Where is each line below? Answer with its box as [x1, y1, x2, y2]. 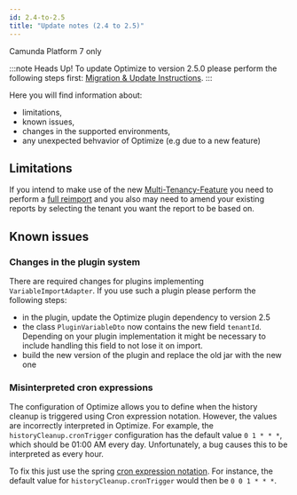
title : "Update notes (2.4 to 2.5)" [9, 21, 145, 30]
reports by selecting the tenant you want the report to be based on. [9, 204, 255, 214]
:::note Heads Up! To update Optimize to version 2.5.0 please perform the [9, 63, 277, 74]
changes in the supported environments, [21, 125, 171, 136]
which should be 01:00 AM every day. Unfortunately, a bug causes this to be [9, 439, 288, 450]
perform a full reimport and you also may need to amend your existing [9, 194, 264, 204]
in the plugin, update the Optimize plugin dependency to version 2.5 [21, 312, 270, 323]
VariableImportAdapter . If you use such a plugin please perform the [9, 285, 256, 296]
